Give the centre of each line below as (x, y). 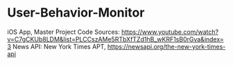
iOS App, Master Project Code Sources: (63, 32)
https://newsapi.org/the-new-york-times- (166, 46)
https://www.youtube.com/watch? (170, 32)
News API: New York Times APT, (59, 46)
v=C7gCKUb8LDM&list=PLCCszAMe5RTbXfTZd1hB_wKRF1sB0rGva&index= (115, 39)
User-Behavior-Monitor (76, 13)
